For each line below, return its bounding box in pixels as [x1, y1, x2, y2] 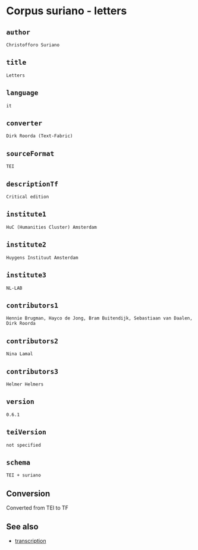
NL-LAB [6, 285, 23, 291]
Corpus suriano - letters [6, 4, 127, 18]
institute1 [6, 210, 46, 219]
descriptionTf [6, 179, 58, 188]
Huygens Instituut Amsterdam [6, 254, 78, 261]
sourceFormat [6, 149, 55, 158]
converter [6, 119, 43, 128]
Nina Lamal [6, 351, 33, 357]
